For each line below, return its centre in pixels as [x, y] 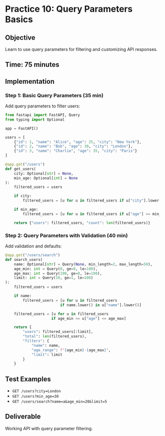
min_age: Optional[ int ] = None [46, 178]
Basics [19, 19]
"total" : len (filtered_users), [55, 336]
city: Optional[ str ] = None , [44, 173]
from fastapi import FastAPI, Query [42, 115]
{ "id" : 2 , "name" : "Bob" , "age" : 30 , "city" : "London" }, [73, 146]
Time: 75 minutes [32, 65]
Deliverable [23, 417]
